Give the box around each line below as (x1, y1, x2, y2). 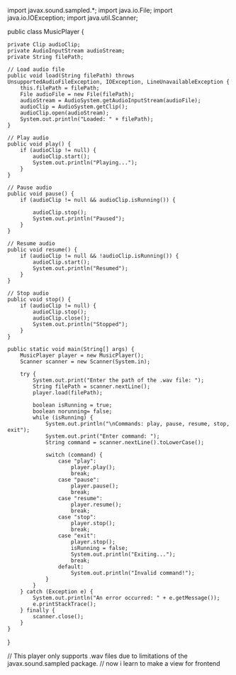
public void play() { (7, 141, 72, 148)
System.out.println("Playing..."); (33, 159, 138, 166)
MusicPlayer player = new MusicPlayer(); (20, 352, 144, 359)
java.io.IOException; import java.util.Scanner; (7, 13, 138, 22)
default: (57, 563, 84, 571)
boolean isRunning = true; (33, 401, 113, 409)
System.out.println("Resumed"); (33, 265, 129, 272)
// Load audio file (7, 66, 65, 73)
